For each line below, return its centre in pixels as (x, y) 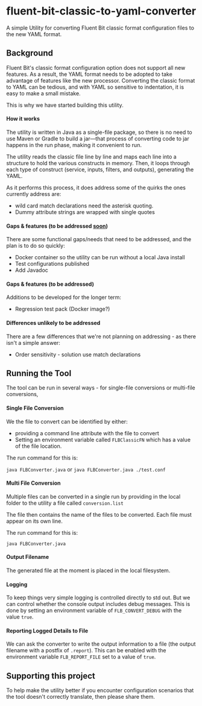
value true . (20, 617)
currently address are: (34, 194)
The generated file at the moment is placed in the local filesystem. (88, 570)
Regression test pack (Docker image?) (62, 309)
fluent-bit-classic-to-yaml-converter (101, 11)
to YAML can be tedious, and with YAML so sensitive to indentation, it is (95, 87)
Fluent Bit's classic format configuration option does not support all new (96, 68)
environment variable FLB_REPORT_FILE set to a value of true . (81, 657)
